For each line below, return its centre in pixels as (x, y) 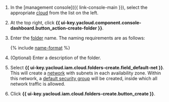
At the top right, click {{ (35, 23)
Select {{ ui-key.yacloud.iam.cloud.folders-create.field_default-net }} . (87, 68)
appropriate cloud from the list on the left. (54, 13)
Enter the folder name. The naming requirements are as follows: (78, 38)
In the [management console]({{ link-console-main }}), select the (79, 7)
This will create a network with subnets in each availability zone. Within (86, 73)
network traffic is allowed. (38, 84)
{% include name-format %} (40, 48)
